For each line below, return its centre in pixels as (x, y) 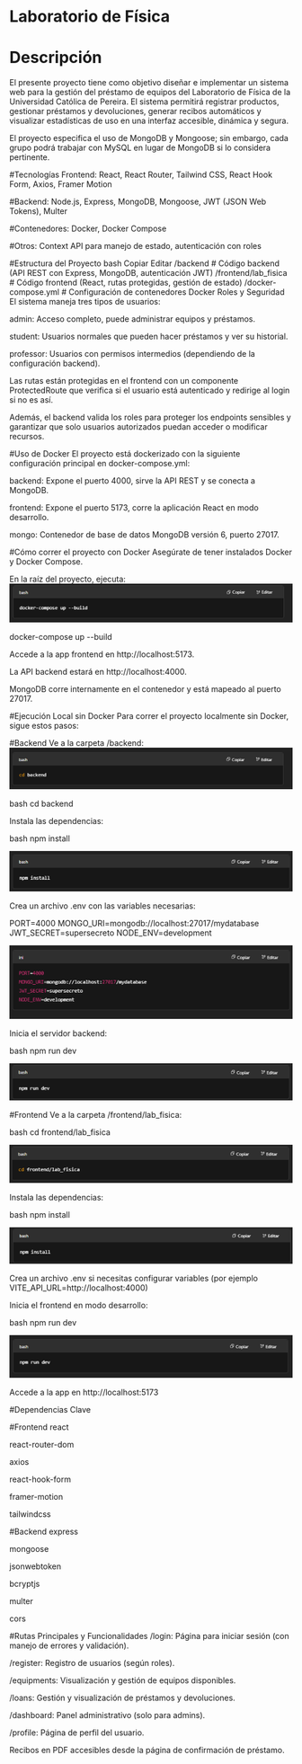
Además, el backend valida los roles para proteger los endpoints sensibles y (151, 417)
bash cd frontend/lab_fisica (60, 1132)
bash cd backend (41, 804)
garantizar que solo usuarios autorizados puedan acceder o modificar (138, 427)
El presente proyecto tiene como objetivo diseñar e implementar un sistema (149, 83)
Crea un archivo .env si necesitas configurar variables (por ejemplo (134, 1279)
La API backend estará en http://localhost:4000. (98, 671)
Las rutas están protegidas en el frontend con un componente (124, 381)
